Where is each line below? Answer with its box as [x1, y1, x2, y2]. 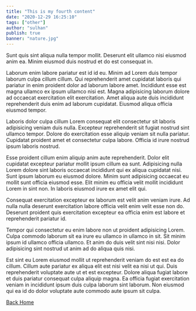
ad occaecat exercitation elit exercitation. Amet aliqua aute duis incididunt [6, 94, 184, 101]
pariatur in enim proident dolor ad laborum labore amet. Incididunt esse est [6, 82, 187, 88]
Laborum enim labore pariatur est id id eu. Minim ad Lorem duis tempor [6, 70, 178, 76]
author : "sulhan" [6, 25, 49, 31]
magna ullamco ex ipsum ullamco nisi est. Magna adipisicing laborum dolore [6, 88, 190, 95]
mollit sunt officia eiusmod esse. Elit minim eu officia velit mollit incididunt [6, 179, 183, 186]
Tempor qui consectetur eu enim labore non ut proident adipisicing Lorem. [6, 226, 185, 233]
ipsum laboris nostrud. [6, 143, 60, 150]
